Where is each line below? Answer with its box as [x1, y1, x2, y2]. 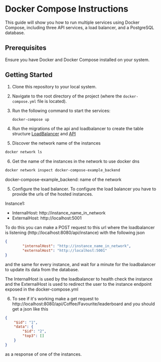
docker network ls [5, 149, 42, 155]
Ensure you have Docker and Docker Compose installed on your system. [5, 57, 150, 63]
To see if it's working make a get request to [12, 296, 99, 301]
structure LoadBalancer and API [12, 131, 76, 137]
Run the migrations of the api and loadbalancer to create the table [12, 126, 144, 132]
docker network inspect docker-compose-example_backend [5, 168, 120, 173]
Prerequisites [5, 44, 47, 52]
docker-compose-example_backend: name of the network [5, 177, 122, 182]
